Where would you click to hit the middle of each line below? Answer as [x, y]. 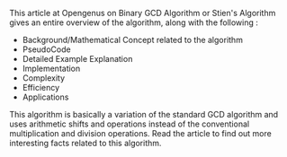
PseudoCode [46, 49]
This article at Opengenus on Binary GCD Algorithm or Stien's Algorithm [143, 13]
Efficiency [41, 87]
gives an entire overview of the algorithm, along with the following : [134, 22]
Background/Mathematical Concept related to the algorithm [132, 40]
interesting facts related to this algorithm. [85, 143]
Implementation [51, 68]
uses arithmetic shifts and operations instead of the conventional [130, 124]
